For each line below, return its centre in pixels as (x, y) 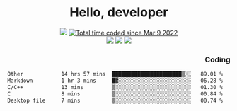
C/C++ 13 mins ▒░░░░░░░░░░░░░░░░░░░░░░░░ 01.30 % (115, 87)
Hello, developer (119, 12)
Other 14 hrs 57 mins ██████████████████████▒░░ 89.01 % (115, 74)
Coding (218, 59)
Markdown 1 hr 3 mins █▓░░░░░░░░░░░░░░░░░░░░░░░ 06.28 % (115, 81)
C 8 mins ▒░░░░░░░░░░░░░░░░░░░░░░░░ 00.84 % (115, 94)
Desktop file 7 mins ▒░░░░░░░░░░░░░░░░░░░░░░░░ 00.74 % (115, 100)
